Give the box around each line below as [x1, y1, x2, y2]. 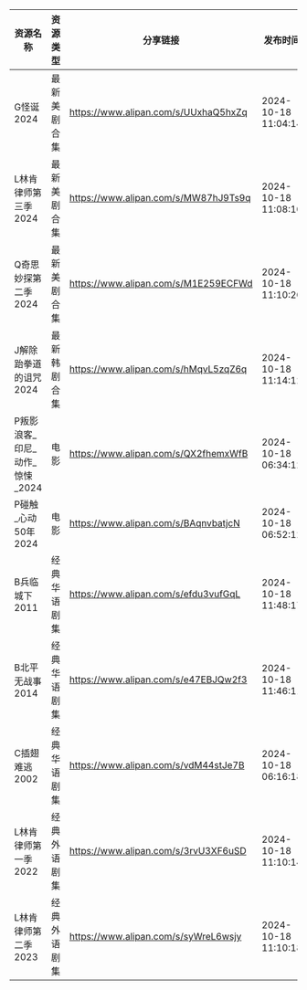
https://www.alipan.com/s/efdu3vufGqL [69, 588, 241, 600]
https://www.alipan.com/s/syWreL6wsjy [69, 931, 242, 943]
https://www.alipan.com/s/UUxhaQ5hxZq [69, 106, 249, 118]
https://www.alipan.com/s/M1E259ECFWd [69, 278, 253, 290]
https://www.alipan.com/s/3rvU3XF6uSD [69, 845, 247, 857]
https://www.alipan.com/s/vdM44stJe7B [69, 759, 245, 771]
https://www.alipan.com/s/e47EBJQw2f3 [69, 673, 248, 686]
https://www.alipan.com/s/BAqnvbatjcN [69, 517, 240, 529]
